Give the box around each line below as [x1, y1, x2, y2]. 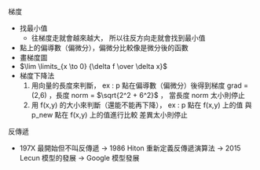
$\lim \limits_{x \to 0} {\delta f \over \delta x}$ [19, 62, 167, 71]
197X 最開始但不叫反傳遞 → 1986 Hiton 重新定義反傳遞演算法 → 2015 [19, 143, 241, 153]
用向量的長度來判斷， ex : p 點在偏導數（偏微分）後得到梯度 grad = [31, 81, 249, 90]
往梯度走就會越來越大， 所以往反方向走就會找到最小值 [31, 34, 206, 42]
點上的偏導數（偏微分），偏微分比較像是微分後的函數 [19, 43, 189, 52]
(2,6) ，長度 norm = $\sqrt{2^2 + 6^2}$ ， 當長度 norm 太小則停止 [31, 91, 245, 99]
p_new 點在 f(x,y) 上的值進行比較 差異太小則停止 [31, 110, 189, 119]
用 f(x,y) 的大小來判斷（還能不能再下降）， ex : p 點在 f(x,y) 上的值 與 [31, 100, 253, 110]
